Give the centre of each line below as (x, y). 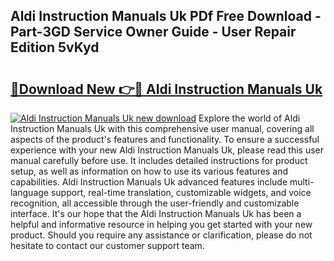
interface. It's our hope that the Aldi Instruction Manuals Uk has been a (156, 213)
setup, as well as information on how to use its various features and (149, 171)
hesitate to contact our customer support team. (107, 245)
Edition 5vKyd (55, 47)
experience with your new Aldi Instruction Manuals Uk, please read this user (167, 150)
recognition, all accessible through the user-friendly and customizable (155, 203)
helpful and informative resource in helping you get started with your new (161, 224)
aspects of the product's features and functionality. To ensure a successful (165, 139)
